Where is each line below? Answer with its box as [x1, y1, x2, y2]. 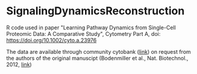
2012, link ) [6, 61, 32, 68]
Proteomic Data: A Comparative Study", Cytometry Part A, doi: [6, 30, 161, 37]
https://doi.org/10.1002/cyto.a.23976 [6, 36, 97, 44]
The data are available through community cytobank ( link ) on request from [6, 48, 191, 55]
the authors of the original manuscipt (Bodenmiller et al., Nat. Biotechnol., [6, 54, 189, 61]
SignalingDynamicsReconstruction [6, 4, 185, 18]
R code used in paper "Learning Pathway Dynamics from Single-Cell [6, 24, 176, 31]
